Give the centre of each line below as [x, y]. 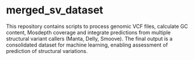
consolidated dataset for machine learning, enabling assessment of [87, 45]
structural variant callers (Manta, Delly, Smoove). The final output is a [89, 38]
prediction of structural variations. [47, 51]
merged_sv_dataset [55, 10]
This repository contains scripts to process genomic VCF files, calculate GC [97, 26]
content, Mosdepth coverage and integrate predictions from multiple [89, 32]
